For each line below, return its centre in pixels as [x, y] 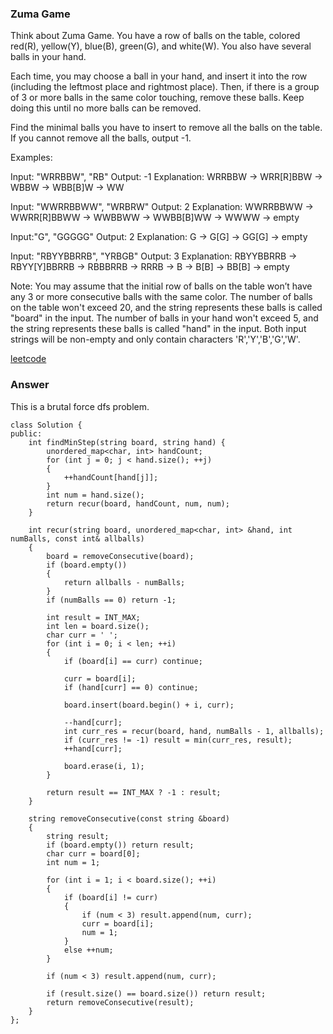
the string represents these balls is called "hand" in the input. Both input [158, 329]
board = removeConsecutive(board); [120, 556]
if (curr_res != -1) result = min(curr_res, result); [178, 740]
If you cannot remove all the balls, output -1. [101, 138]
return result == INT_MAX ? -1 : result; [134, 792]
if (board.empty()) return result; [120, 845]
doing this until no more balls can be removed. [106, 108]
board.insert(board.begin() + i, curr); [149, 705]
